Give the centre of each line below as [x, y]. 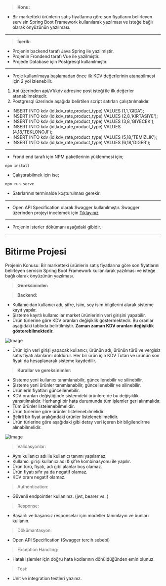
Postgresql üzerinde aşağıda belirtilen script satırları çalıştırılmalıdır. [81, 101]
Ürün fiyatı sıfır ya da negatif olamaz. [50, 472]
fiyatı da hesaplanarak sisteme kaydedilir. [54, 361]
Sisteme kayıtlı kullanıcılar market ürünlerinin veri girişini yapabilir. [79, 315]
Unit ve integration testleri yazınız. [47, 578]
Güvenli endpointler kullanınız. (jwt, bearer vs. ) [60, 496]
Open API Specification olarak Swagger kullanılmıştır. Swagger [76, 207]
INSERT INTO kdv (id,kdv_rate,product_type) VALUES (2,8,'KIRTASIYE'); [85, 116]
